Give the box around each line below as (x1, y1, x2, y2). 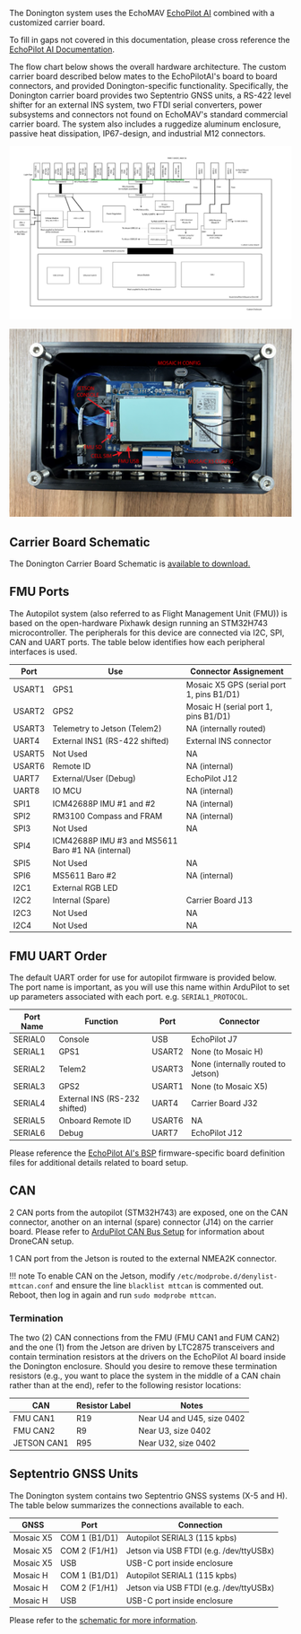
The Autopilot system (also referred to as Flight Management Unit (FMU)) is (9, 607, 288, 618)
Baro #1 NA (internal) (52, 845, 132, 856)
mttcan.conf (9, 1281, 54, 1290)
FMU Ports (9, 584, 70, 599)
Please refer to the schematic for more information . (9, 1615, 199, 1626)
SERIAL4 (13, 1098, 46, 1109)
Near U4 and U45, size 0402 (138, 1412, 245, 1423)
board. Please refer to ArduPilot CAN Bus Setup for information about (9, 1226, 265, 1236)
